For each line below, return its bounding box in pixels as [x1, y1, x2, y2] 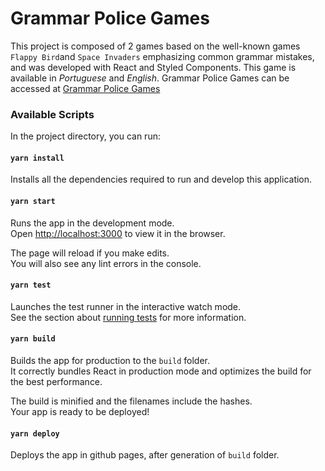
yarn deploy [10, 428, 60, 439]
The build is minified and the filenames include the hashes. [10, 395, 253, 407]
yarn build [10, 334, 56, 344]
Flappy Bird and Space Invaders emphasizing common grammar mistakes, [10, 50, 315, 62]
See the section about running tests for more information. [10, 311, 247, 323]
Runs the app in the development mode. [10, 217, 175, 229]
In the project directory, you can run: [10, 130, 161, 142]
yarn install [10, 153, 65, 163]
